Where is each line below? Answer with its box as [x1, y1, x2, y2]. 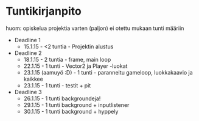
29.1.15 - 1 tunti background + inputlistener [23, 101, 130, 108]
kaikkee [23, 75, 43, 82]
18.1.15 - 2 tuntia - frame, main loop [23, 56, 111, 63]
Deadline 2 [14, 49, 42, 56]
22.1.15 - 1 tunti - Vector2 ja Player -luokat [23, 62, 128, 70]
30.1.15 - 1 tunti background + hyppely [23, 108, 119, 115]
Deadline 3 [14, 88, 42, 95]
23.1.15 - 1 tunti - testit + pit [23, 81, 91, 89]
